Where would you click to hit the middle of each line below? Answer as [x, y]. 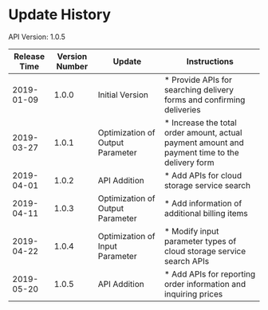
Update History [60, 15]
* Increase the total [200, 123]
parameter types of [200, 241]
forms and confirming [205, 100]
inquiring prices [193, 294]
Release [30, 56]
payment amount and [204, 143]
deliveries [182, 109]
